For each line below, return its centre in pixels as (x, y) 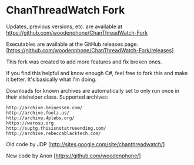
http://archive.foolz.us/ (38, 113)
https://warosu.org (30, 123)
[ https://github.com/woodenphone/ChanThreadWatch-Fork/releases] (90, 50)
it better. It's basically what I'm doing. (51, 79)
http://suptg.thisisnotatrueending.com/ (56, 128)
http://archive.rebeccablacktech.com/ (53, 133)
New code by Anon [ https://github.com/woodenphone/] (73, 156)
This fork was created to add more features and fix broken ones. (84, 62)
